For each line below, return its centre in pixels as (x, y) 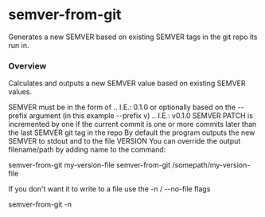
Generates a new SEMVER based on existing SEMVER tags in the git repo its (133, 37)
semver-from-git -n (40, 204)
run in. (19, 45)
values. (20, 92)
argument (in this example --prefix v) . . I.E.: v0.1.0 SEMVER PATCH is (141, 116)
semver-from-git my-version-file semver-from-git (90, 165)
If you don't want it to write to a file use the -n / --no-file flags (109, 189)
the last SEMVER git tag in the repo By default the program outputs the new (132, 132)
